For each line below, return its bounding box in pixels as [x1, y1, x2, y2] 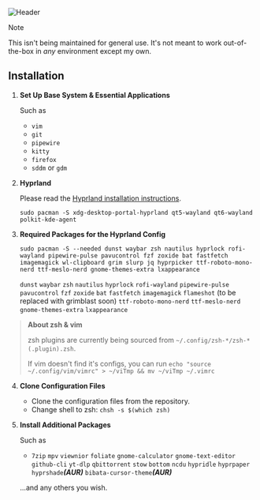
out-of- [223, 38, 247, 47]
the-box [8, 47, 34, 55]
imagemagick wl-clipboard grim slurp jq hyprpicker [19, 258, 193, 266]
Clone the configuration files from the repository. [31, 396, 191, 406]
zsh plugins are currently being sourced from [27, 335, 175, 344]
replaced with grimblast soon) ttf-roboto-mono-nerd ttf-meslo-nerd [19, 296, 241, 306]
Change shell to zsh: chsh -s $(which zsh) [31, 404, 171, 414]
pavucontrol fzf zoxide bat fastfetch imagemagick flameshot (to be [19, 288, 236, 297]
